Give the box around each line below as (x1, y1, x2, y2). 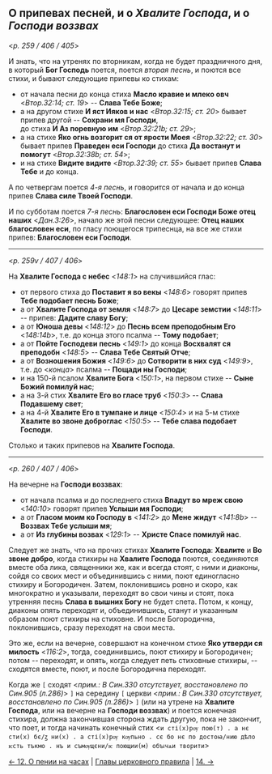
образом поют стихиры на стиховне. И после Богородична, (8, 614, 216, 623)
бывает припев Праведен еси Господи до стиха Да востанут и (19, 141, 241, 151)
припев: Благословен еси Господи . (8, 232, 132, 242)
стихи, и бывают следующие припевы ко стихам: (8, 73, 180, 83)
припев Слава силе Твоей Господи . (8, 190, 134, 201)
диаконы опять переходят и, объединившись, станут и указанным (8, 605, 238, 615)
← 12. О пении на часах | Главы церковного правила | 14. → (8, 756, 215, 766)
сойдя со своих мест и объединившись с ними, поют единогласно (8, 571, 240, 580)
